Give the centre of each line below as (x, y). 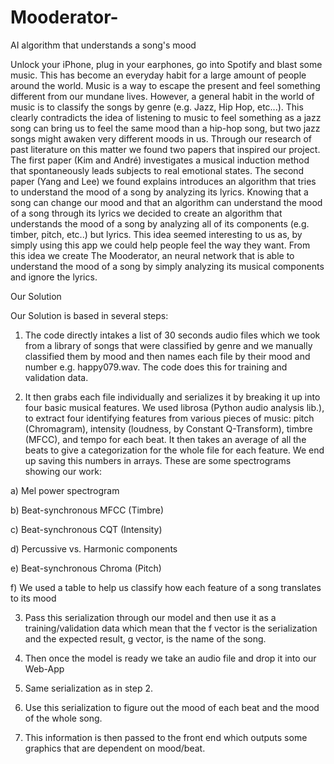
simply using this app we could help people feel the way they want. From (160, 245)
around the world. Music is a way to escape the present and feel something (165, 85)
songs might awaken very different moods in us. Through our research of (161, 138)
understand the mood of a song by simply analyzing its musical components (167, 266)
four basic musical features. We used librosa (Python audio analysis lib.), (174, 407)
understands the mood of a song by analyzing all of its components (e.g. (160, 223)
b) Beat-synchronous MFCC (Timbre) (87, 510)
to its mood (33, 598)
